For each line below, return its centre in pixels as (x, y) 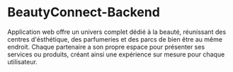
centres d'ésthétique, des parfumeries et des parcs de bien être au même (115, 39)
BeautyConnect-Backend (84, 12)
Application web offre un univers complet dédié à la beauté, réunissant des (117, 32)
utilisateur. (22, 61)
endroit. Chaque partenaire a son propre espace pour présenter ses (106, 47)
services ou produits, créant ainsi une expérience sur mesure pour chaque (116, 54)
